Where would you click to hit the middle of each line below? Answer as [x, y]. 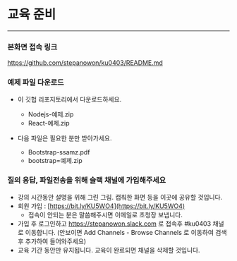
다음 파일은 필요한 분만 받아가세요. [65, 138]
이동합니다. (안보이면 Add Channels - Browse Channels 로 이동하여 [119, 232]
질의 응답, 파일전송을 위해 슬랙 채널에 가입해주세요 [87, 181]
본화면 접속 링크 [32, 47]
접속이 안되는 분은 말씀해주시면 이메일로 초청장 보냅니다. [105, 214]
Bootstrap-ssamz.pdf [59, 152]
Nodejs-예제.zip [51, 114]
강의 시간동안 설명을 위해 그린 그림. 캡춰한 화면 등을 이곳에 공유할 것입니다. [120, 197]
